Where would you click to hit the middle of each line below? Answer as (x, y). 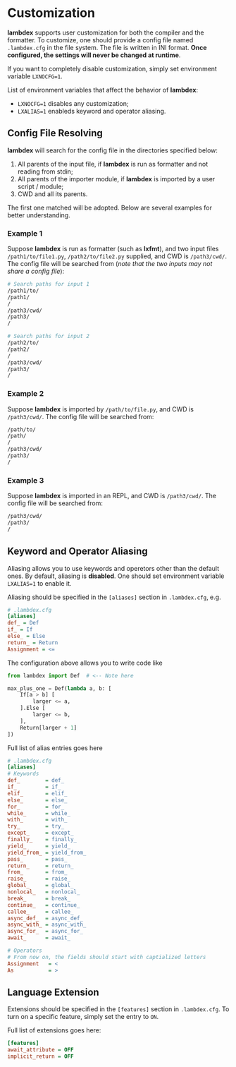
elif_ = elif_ (38, 793)
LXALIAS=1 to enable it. (39, 583)
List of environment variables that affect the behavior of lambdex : (103, 90)
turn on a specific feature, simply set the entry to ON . (83, 1017)
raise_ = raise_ (39, 879)
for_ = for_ (36, 807)
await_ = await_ (39, 938)
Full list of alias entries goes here (55, 748)
